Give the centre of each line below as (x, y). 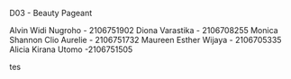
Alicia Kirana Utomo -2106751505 (71, 49)
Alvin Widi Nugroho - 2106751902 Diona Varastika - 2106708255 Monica (144, 30)
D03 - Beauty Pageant (51, 13)
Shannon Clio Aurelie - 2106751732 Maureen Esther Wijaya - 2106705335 (145, 40)
